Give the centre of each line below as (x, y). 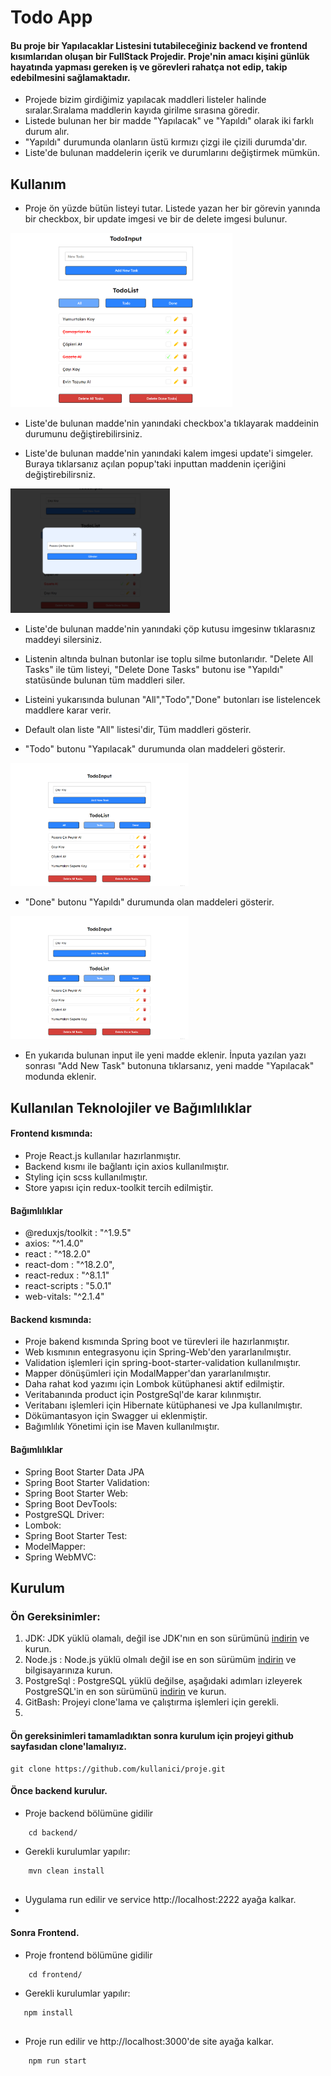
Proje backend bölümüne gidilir (89, 1813)
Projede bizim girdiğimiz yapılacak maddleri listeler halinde (145, 100)
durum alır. (47, 132)
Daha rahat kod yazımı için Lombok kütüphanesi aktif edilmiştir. (154, 1384)
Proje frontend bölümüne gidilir (88, 1955)
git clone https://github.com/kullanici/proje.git (118, 1769)
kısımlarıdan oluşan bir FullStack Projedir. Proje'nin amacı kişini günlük (160, 56)
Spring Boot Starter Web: (76, 1493)
